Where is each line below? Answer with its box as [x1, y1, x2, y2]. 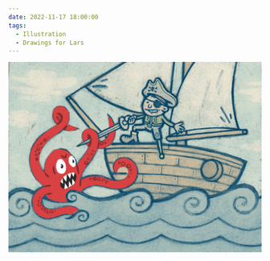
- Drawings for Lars [15, 39, 84, 47]
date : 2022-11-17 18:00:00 [8, 13, 99, 21]
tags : [8, 21, 27, 30]
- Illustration [15, 30, 67, 38]
